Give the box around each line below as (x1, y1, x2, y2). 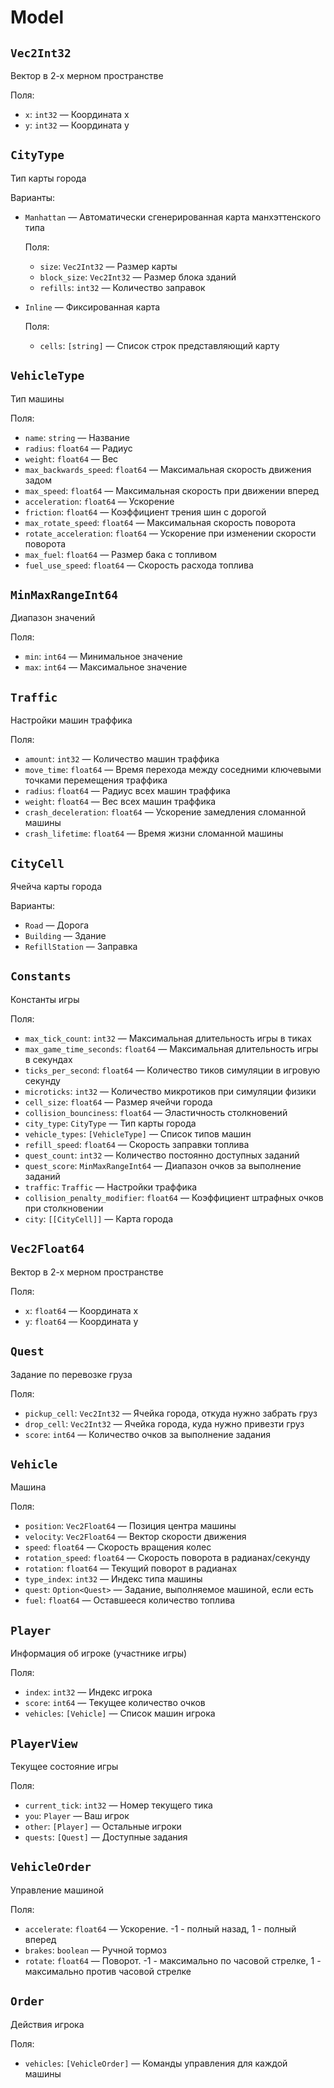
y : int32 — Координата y (24, 119, 130, 131)
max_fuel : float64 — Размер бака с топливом (24, 548, 218, 560)
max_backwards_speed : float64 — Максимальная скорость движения (24, 463, 312, 475)
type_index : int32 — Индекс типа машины (24, 1573, 203, 1585)
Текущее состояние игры (10, 1760, 119, 1772)
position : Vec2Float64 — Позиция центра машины (24, 1520, 237, 1532)
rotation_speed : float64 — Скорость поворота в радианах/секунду (24, 1552, 311, 1564)
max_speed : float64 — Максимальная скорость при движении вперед (24, 484, 320, 496)
